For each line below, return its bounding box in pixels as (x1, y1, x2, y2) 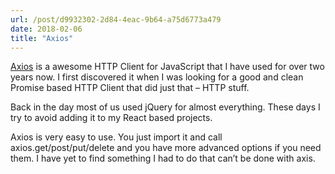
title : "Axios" (10, 33, 74, 43)
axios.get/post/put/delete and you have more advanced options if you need (10, 142, 322, 154)
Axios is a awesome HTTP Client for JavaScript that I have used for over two (10, 61, 325, 73)
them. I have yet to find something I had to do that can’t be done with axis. (10, 152, 316, 165)
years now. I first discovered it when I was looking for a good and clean (10, 71, 304, 83)
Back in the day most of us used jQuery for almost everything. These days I (10, 101, 321, 113)
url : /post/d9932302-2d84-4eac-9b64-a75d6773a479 (10, 14, 222, 25)
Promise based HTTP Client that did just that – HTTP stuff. (10, 82, 250, 94)
